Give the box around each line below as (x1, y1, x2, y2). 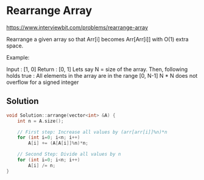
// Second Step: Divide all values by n (17, 151, 121, 157)
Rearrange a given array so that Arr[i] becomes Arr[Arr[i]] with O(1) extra (6, 35, 189, 43)
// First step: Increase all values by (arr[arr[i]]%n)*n (17, 129, 167, 135)
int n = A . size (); (17, 118, 64, 124)
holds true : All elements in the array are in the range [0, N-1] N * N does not (6, 72, 198, 79)
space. (6, 42, 24, 49)
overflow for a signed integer (6, 78, 79, 86)
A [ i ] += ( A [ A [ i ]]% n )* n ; (28, 140, 88, 147)
